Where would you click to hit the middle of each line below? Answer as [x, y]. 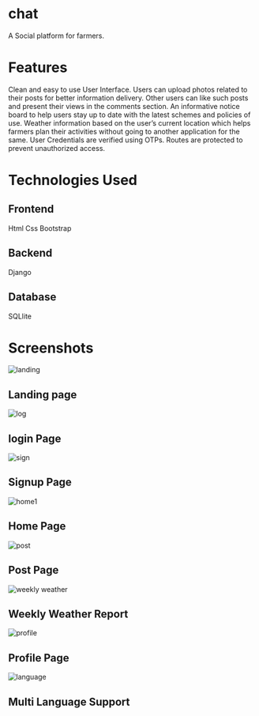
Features [38, 68]
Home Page [37, 526]
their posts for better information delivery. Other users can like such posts [128, 98]
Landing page [43, 395]
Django [20, 272]
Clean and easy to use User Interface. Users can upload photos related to [128, 89]
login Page [35, 438]
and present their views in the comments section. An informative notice [124, 106]
